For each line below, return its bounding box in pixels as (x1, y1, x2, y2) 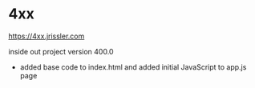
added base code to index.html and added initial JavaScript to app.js (19, 62, 247, 72)
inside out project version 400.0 (8, 46, 114, 56)
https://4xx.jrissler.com (8, 31, 85, 41)
